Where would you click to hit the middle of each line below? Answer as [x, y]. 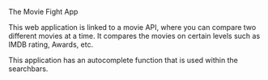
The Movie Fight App [43, 12]
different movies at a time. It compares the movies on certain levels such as [134, 36]
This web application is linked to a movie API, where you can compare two [132, 27]
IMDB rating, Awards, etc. [51, 44]
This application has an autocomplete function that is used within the [123, 60]
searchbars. [28, 69]
